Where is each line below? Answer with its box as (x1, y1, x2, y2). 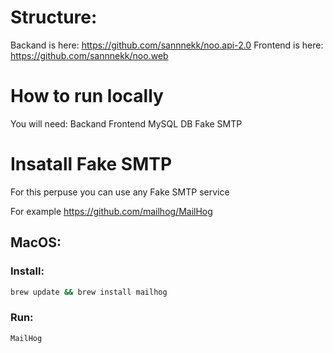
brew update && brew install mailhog (10, 287, 168, 297)
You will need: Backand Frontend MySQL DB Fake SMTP (10, 117, 243, 130)
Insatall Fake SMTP (10, 153, 173, 176)
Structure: (10, 6, 98, 29)
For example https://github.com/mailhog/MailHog (10, 205, 213, 217)
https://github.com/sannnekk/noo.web (10, 49, 169, 61)
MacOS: (10, 234, 62, 251)
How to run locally (10, 85, 164, 108)
